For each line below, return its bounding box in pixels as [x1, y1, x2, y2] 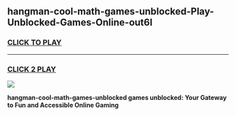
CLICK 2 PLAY [7, 64, 56, 74]
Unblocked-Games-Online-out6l [7, 17, 153, 29]
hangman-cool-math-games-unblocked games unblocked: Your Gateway [7, 93, 227, 101]
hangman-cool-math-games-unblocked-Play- [7, 6, 214, 18]
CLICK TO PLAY [7, 38, 62, 48]
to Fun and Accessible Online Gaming [7, 101, 119, 109]
